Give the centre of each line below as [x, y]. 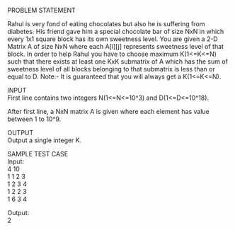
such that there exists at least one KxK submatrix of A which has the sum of [117, 62]
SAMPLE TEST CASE [38, 154]
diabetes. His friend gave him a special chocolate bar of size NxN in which [116, 31]
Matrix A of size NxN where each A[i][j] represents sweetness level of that [116, 46]
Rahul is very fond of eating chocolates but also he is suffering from [106, 24]
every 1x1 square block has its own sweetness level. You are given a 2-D [113, 39]
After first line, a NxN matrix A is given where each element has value [109, 111]
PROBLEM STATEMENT [42, 10]
